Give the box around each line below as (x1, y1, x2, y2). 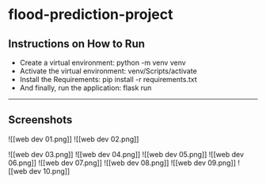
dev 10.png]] (28, 166, 70, 175)
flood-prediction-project (8, 6, 173, 24)
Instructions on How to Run (8, 37, 145, 51)
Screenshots (8, 113, 73, 127)
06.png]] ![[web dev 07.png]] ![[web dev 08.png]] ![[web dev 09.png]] (8, 158, 236, 167)
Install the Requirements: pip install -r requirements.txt (19, 75, 197, 84)
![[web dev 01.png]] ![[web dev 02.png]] (8, 134, 139, 144)
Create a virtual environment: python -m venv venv (19, 58, 186, 67)
